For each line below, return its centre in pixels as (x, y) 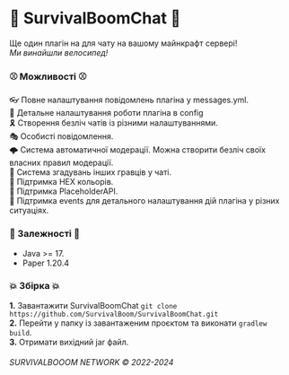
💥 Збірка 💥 (35, 286)
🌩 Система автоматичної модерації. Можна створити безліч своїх (138, 150)
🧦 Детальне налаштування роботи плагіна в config (106, 113)
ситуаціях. (29, 211)
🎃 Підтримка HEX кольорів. (61, 182)
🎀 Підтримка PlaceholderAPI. (64, 191)
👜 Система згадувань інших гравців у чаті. (91, 172)
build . (21, 332)
